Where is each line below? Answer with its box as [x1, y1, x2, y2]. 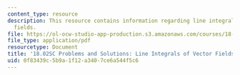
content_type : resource [7, 10, 79, 18]
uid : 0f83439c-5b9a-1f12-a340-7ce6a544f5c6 [7, 57, 139, 64]
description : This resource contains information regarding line [7, 17, 206, 24]
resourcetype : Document [7, 44, 79, 51]
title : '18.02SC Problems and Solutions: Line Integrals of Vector [7, 51, 213, 58]
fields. [14, 24, 37, 31]
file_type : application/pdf [7, 37, 91, 44]
